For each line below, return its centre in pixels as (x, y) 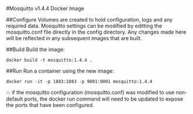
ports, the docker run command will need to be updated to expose (104, 99)
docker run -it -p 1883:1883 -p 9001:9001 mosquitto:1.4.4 (79, 81)
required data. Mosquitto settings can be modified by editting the (84, 26)
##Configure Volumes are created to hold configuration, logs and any (90, 19)
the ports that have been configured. (50, 105)
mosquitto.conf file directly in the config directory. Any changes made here (96, 32)
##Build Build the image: (36, 49)
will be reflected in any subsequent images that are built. (74, 38)
